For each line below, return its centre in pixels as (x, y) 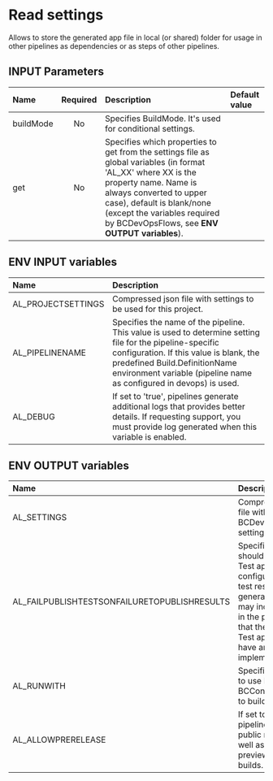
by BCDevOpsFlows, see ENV (161, 223)
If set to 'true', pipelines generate (175, 396)
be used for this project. (158, 309)
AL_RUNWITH (39, 686)
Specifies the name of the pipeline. (179, 322)
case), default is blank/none (158, 202)
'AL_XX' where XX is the (150, 172)
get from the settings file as (157, 152)
